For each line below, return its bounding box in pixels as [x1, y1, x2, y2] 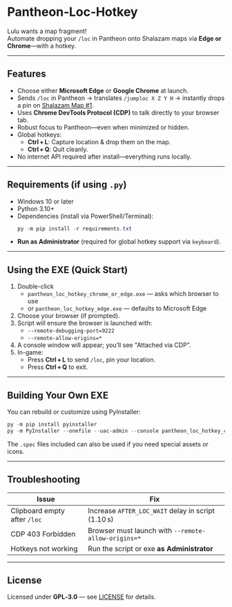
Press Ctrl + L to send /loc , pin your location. [27, 356, 156, 364]
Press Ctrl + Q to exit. [27, 363, 88, 371]
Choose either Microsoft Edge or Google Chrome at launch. [17, 86, 188, 94]
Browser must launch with [88, 526, 173, 535]
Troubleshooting [7, 474, 81, 486]
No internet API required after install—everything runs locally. [17, 152, 192, 161]
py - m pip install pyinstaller [7, 421, 97, 428]
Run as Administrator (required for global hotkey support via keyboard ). [17, 237, 221, 246]
